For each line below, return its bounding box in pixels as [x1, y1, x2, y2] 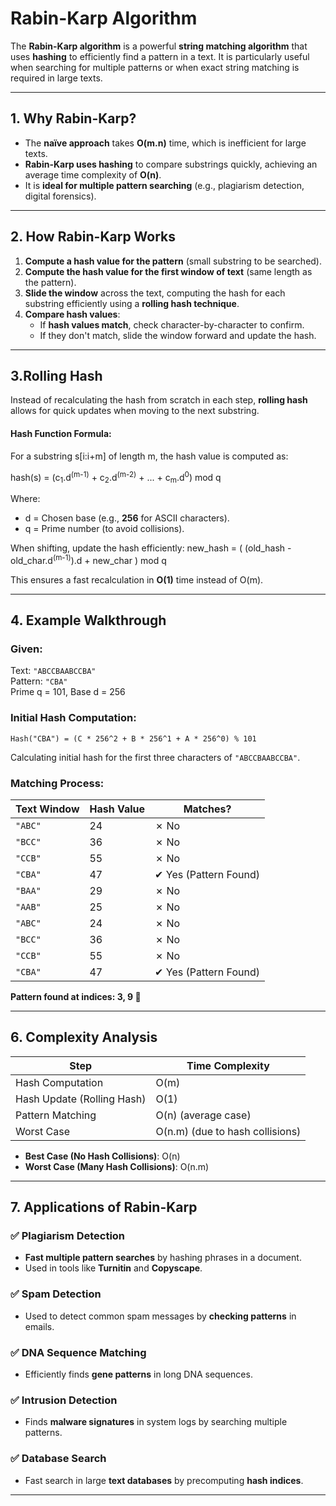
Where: [10, 493, 41, 505]
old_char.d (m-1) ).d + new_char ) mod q [10, 553, 167, 566]
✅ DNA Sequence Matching [10, 1345, 147, 1359]
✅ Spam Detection [10, 1287, 102, 1301]
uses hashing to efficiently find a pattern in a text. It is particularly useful [10, 50, 310, 62]
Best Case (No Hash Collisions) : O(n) [24, 1150, 181, 1162]
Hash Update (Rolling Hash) [15, 1092, 147, 1106]
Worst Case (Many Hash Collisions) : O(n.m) [24, 1160, 210, 1172]
